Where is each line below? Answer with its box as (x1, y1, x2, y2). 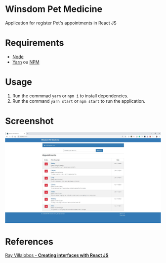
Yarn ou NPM (12, 59, 40, 65)
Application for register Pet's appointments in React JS (5, 20, 117, 26)
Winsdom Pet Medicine (5, 3, 103, 15)
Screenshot (5, 116, 54, 127)
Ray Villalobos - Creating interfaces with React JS (5, 252, 109, 259)
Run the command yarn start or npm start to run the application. (12, 98, 146, 104)
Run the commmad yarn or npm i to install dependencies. (12, 93, 128, 99)
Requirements (5, 37, 64, 49)
